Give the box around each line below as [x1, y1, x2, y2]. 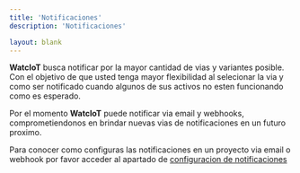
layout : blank [9, 38, 63, 47]
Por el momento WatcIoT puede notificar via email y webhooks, [9, 108, 244, 119]
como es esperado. [9, 91, 81, 101]
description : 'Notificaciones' [9, 22, 127, 30]
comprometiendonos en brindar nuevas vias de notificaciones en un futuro [9, 117, 287, 128]
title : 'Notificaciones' [9, 13, 102, 22]
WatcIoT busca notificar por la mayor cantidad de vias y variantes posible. [9, 62, 285, 73]
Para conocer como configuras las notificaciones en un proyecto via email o [9, 144, 291, 155]
